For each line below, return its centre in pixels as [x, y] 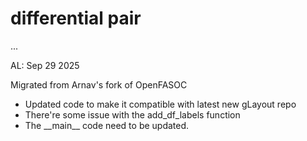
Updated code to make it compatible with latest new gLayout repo [160, 104]
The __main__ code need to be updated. [107, 125]
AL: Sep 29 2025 [45, 65]
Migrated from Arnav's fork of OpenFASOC [99, 84]
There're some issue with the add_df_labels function [132, 114]
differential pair [76, 18]
